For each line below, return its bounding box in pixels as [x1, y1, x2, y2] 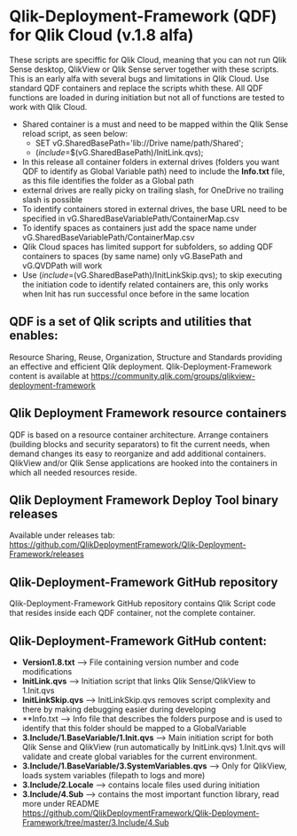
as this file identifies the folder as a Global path [21, 175, 195, 185]
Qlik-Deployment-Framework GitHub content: [9, 633, 268, 649]
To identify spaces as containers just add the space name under [21, 222, 257, 233]
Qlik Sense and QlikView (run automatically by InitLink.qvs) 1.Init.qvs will [21, 742, 285, 752]
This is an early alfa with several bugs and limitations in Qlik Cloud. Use [9, 73, 270, 83]
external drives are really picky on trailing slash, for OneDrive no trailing [21, 185, 284, 195]
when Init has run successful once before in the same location [21, 288, 250, 299]
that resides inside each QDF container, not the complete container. [9, 608, 256, 619]
